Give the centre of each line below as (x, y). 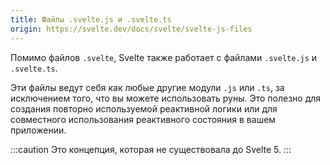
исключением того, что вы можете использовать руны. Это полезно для (166, 98)
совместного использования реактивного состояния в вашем (143, 119)
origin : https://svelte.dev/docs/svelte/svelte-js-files (131, 29)
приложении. (38, 130)
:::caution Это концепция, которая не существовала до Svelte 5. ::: (151, 149)
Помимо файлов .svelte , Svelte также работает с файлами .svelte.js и (164, 57)
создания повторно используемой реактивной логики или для (144, 108)
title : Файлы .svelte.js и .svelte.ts (91, 19)
